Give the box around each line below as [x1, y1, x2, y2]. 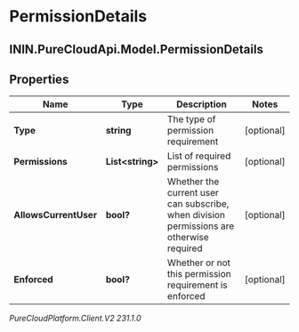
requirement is [167, 279, 229, 291]
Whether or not [167, 256, 231, 269]
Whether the [167, 175, 220, 188]
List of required [167, 150, 231, 162]
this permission [167, 268, 231, 280]
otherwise [167, 231, 209, 244]
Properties [9, 71, 69, 86]
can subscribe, [167, 198, 230, 210]
